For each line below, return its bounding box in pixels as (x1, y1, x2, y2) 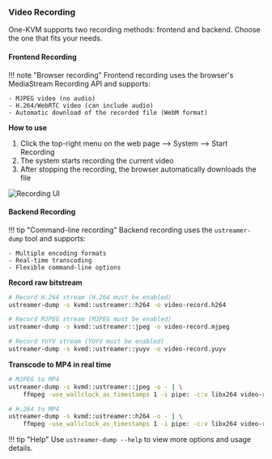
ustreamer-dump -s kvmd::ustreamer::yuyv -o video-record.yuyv (8, 345, 227, 354)
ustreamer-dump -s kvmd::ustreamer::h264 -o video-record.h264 (8, 300, 227, 309)
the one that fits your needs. (8, 33, 103, 43)
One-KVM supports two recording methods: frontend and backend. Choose (8, 25, 261, 35)
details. (8, 444, 33, 453)
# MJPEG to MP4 (8, 375, 60, 383)
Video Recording (8, 6, 76, 18)
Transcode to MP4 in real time (8, 359, 112, 369)
